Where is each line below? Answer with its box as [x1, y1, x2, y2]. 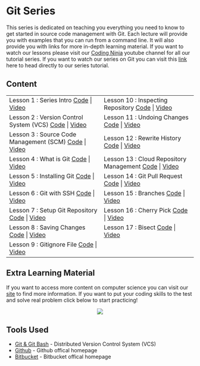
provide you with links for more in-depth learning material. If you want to [6, 43, 184, 50]
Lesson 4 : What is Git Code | [9, 155, 90, 163]
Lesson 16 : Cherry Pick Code [104, 206, 188, 214]
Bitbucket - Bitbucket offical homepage [14, 353, 111, 361]
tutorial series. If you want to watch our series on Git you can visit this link [6, 55, 187, 62]
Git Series [6, 4, 55, 18]
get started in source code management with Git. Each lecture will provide [6, 30, 188, 37]
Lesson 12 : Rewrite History [104, 134, 182, 142]
